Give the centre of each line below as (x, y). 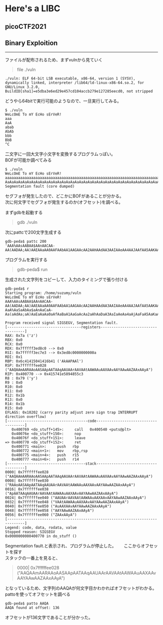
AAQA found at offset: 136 (32, 608)
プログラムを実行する (26, 260)
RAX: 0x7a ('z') (21, 336)
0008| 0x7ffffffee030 (27, 481)
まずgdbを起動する (24, 213)
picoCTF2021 (26, 27)
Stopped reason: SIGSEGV (30, 532)
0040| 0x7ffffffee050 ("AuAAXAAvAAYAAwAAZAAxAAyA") (58, 507)
